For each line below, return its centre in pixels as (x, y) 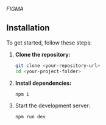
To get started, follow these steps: (49, 43)
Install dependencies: (43, 83)
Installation (28, 28)
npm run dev (30, 116)
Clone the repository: (43, 54)
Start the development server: (53, 105)
